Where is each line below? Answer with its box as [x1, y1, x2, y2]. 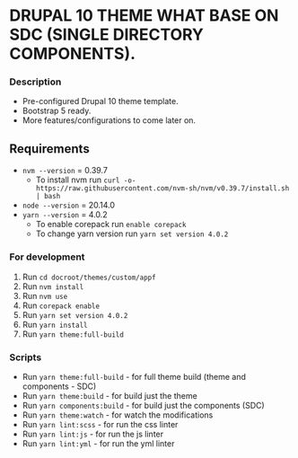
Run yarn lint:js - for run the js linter [22, 428, 164, 439]
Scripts [9, 351, 42, 364]
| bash [35, 192, 61, 201]
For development [9, 251, 85, 263]
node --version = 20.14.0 [22, 199, 115, 211]
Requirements [9, 141, 90, 156]
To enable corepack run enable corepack [35, 219, 187, 230]
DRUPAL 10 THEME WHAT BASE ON [9, 5, 279, 26]
